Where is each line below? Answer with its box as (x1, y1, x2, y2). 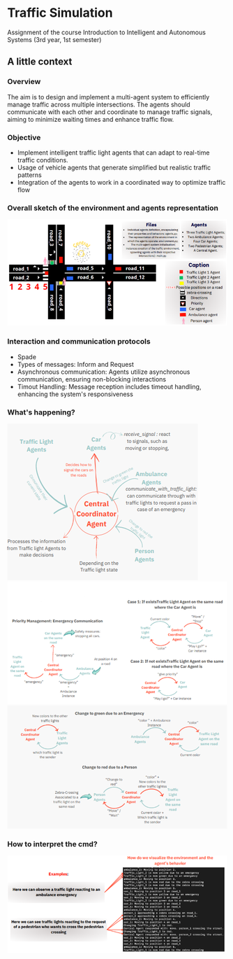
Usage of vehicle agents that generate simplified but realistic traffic (17, 163, 211, 171)
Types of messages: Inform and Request (17, 360, 135, 368)
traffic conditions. (17, 155, 68, 164)
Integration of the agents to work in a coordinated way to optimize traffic (17, 178, 226, 186)
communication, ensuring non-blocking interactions (17, 374, 166, 383)
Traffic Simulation (7, 5, 113, 21)
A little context (7, 56, 73, 68)
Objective (7, 132, 41, 142)
